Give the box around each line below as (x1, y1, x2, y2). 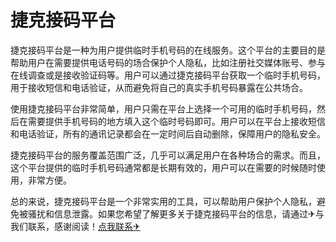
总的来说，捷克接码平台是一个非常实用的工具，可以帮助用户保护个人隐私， (10, 195, 317, 207)
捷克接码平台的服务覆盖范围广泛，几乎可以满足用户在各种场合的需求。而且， (10, 149, 326, 161)
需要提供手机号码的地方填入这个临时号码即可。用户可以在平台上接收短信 (27, 115, 326, 127)
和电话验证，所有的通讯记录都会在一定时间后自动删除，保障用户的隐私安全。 (10, 127, 326, 140)
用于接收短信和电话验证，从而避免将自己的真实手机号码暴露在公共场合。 (10, 81, 308, 93)
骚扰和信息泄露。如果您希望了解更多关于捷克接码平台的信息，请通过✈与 (27, 207, 325, 220)
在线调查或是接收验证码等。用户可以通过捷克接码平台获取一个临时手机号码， (10, 69, 326, 81)
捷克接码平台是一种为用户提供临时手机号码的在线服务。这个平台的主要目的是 (10, 44, 326, 56)
